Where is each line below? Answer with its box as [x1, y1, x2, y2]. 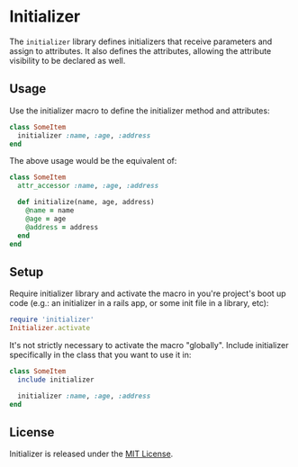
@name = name [25, 206, 75, 215]
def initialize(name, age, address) [17, 198, 155, 207]
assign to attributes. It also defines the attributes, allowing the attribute [9, 45, 272, 56]
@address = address [25, 222, 99, 231]
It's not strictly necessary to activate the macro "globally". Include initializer [9, 339, 289, 350]
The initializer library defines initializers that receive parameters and [9, 36, 273, 47]
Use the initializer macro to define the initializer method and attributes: [9, 105, 270, 116]
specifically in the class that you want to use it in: [9, 349, 192, 360]
